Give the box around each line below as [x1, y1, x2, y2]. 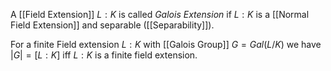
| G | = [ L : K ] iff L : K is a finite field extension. [10, 49, 198, 61]
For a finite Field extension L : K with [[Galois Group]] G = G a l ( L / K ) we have [10, 39, 322, 50]
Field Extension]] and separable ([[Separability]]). [10, 19, 215, 31]
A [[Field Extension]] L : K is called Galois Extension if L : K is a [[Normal [10, 9, 310, 20]
